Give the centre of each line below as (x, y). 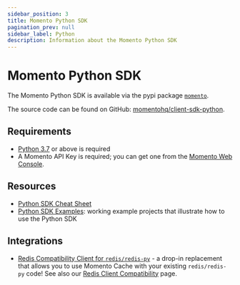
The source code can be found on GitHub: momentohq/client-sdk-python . (116, 109)
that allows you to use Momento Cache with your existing (102, 266)
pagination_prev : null (41, 27)
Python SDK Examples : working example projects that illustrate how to (121, 211)
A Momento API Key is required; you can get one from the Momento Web (125, 156)
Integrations (35, 241)
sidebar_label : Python (41, 34)
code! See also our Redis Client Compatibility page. (101, 273)
